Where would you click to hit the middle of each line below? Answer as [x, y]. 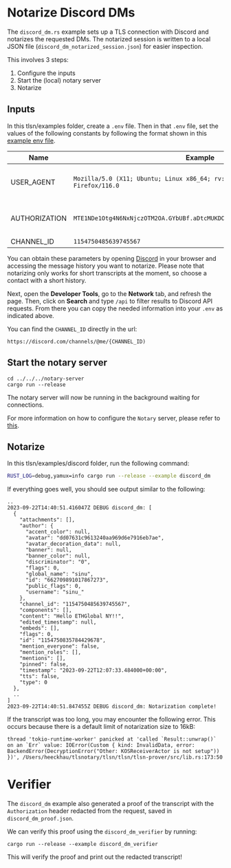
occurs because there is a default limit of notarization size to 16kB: [101, 727]
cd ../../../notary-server [46, 379]
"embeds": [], [40, 628]
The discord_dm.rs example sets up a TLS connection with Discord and [108, 32]
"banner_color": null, [58, 556]
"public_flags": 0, [53, 586]
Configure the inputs [46, 73]
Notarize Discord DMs [71, 13]
